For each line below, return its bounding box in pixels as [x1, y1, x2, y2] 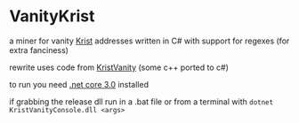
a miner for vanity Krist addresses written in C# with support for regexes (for [9, 35, 290, 46]
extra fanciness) [9, 44, 69, 55]
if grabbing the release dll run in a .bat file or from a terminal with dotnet [9, 96, 274, 107]
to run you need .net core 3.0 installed [9, 79, 149, 89]
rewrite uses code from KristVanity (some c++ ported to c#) [9, 62, 230, 73]
